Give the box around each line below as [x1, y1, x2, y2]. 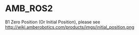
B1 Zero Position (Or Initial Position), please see [5, 19, 100, 25]
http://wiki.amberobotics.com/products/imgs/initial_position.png [5, 24, 135, 30]
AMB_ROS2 [5, 3, 53, 14]
